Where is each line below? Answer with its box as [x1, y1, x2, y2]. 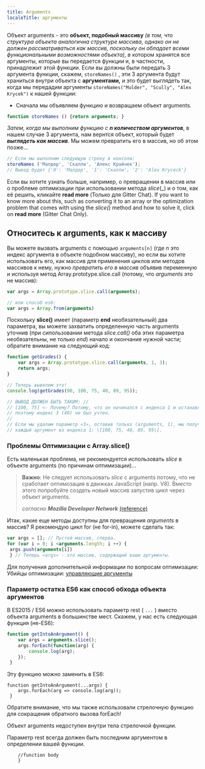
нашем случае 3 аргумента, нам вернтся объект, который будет [7, 131, 175, 138]
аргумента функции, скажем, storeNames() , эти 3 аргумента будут [7, 70, 181, 78]
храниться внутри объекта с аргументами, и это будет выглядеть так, [7, 77, 192, 84]
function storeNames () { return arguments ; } [7, 114, 124, 120]
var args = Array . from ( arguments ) [7, 305, 95, 311]
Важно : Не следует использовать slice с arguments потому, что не [21, 474, 195, 481]
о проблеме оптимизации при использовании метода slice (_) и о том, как [7, 184, 198, 192]
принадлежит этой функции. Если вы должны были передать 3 [7, 63, 171, 71]
